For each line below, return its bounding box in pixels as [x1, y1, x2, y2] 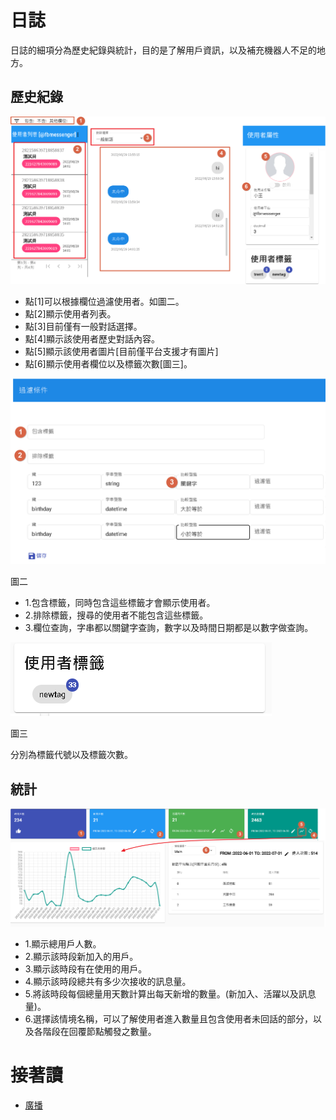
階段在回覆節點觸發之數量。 [42, 1025, 157, 1037]
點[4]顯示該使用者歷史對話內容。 [24, 332, 161, 345]
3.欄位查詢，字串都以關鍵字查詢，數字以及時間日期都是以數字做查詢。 [24, 622, 314, 634]
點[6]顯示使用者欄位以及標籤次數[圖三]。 [24, 357, 193, 370]
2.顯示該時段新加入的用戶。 [24, 950, 139, 962]
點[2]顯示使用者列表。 [24, 307, 117, 320]
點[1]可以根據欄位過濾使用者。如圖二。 [24, 295, 185, 307]
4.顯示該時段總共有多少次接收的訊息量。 [24, 975, 192, 987]
